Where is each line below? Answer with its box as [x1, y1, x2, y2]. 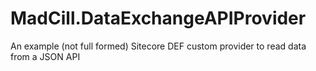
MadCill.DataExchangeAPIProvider [10, 7, 307, 30]
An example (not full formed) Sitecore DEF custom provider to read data [10, 40, 307, 52]
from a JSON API [10, 50, 81, 62]
